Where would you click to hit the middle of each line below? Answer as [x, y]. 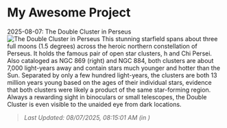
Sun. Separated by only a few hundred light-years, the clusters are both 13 [112, 75]
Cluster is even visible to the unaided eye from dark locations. [94, 104]
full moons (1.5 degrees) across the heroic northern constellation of [102, 46]
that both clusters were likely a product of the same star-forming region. [109, 90]
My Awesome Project [69, 13]
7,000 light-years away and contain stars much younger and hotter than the [114, 68]
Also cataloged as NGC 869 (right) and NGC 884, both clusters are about [110, 60]
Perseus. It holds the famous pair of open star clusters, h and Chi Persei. [110, 53]
